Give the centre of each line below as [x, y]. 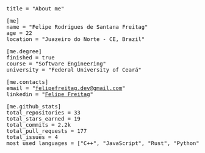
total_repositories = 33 [43, 113]
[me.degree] [24, 51]
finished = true [31, 58]
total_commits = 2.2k [39, 125]
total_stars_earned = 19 [43, 119]
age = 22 [19, 33]
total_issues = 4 [32, 137]
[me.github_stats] [34, 106]
